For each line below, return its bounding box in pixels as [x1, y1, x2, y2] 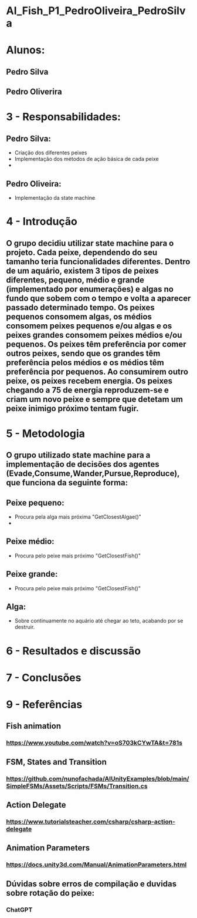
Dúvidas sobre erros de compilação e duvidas [6, 879, 177, 889]
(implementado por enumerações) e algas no [6, 284, 174, 294]
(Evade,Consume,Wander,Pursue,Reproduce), [6, 469, 180, 479]
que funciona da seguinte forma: [6, 478, 128, 488]
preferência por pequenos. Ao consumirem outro [6, 366, 189, 376]
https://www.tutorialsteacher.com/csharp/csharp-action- [6, 818, 176, 826]
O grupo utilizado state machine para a [6, 450, 151, 460]
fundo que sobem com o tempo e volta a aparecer [6, 293, 191, 303]
